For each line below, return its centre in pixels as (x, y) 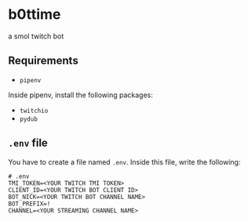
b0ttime (35, 14)
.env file (28, 143)
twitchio (34, 110)
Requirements (43, 61)
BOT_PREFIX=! (29, 204)
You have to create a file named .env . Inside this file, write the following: (124, 161)
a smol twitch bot (36, 36)
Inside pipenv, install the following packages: (80, 95)
